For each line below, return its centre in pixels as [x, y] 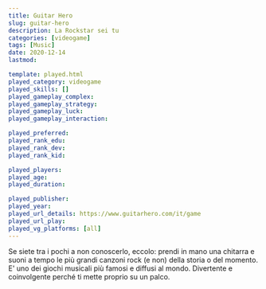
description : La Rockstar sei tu [64, 30]
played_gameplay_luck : [46, 111]
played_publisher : [39, 199]
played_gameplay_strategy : [53, 104]
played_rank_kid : [37, 155]
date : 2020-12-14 [37, 53]
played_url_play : [37, 221]
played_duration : [37, 185]
